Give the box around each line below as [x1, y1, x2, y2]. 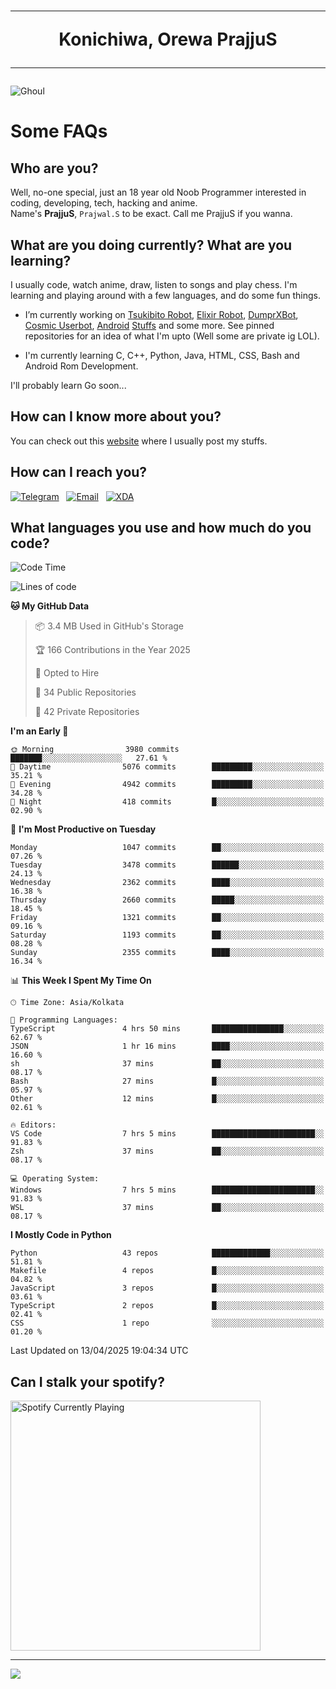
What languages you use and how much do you [10, 520, 312, 537]
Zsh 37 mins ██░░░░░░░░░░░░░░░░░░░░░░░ [10, 1146, 325, 1157]
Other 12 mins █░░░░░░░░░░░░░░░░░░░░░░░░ [10, 1094, 325, 1104]
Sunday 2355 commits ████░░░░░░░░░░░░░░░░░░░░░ [10, 948, 325, 958]
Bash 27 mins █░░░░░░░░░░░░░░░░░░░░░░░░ [10, 1076, 325, 1087]
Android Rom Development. [24, 360, 139, 372]
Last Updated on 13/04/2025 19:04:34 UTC [10, 1345, 189, 1357]
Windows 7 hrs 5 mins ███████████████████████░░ [10, 1185, 325, 1195]
